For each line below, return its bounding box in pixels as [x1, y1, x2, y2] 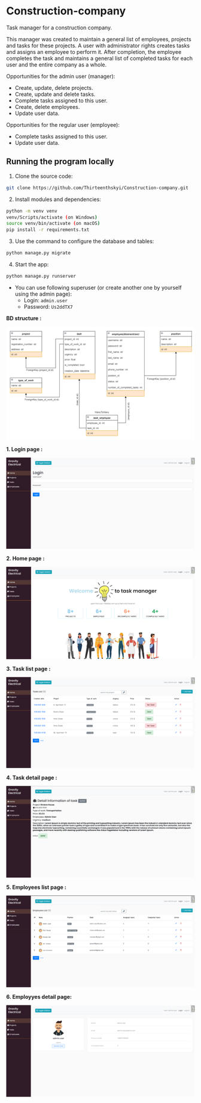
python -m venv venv [6, 208, 58, 214]
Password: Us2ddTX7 [23, 303, 73, 310]
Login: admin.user [23, 296, 68, 303]
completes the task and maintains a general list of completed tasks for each [6, 54, 193, 62]
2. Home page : [6, 555, 45, 562]
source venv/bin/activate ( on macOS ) [6, 220, 100, 227]
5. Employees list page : [6, 883, 67, 891]
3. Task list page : [6, 665, 51, 672]
